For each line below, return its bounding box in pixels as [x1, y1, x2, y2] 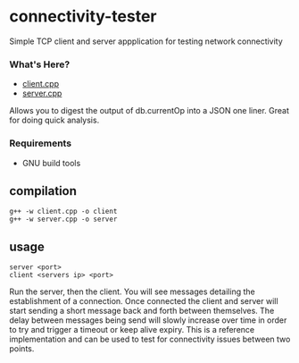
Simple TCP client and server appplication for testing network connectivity [9, 36, 283, 46]
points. [9, 343, 35, 354]
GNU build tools [21, 157, 81, 168]
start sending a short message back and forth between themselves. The [9, 306, 275, 317]
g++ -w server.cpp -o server [9, 215, 118, 224]
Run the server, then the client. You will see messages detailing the [9, 286, 256, 297]
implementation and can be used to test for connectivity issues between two [9, 333, 291, 345]
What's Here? [9, 58, 71, 71]
